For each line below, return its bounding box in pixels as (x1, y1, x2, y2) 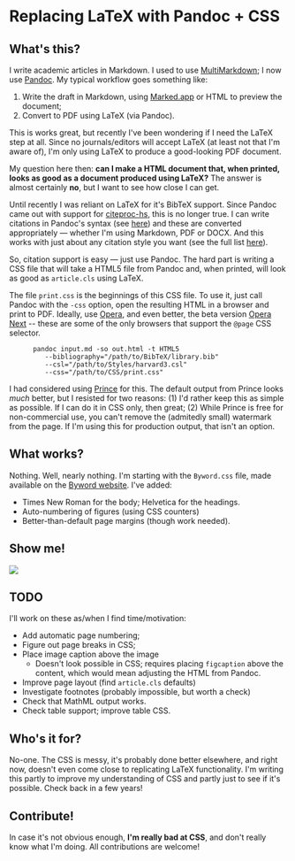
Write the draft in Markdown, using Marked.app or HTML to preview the (21, 91, 283, 102)
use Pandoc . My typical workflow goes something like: (9, 74, 208, 85)
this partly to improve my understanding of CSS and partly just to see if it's (9, 773, 281, 784)
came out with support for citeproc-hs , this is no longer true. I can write (9, 209, 269, 219)
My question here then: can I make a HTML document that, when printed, (9, 164, 280, 173)
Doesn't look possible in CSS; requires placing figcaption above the (34, 658, 284, 669)
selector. (9, 327, 42, 338)
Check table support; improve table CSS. (21, 705, 170, 716)
